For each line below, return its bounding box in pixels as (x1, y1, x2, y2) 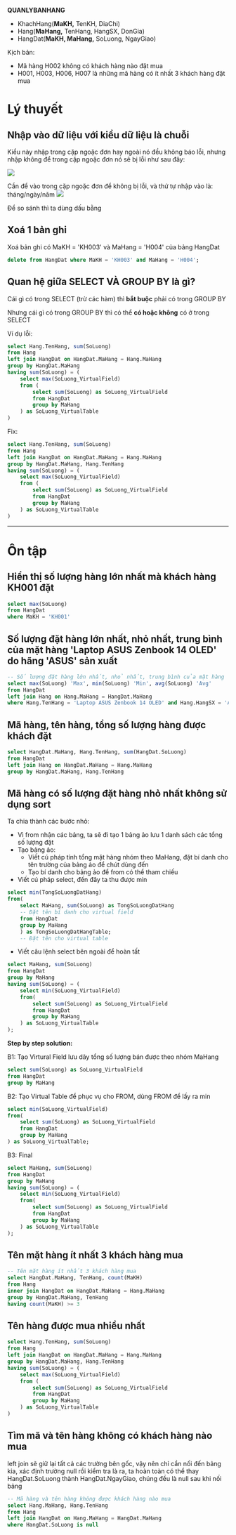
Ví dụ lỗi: (7, 329, 33, 338)
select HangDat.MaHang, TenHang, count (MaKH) (7, 1274, 143, 1282)
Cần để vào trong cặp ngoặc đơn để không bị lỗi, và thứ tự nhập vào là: (7, 182, 213, 190)
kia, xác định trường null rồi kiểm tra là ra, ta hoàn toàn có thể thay (7, 1467, 199, 1475)
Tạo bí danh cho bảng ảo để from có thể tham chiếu (27, 868, 178, 876)
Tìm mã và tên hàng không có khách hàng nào (7, 1430, 213, 1442)
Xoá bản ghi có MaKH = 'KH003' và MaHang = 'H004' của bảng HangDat (7, 242, 220, 251)
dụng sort (7, 798, 51, 810)
